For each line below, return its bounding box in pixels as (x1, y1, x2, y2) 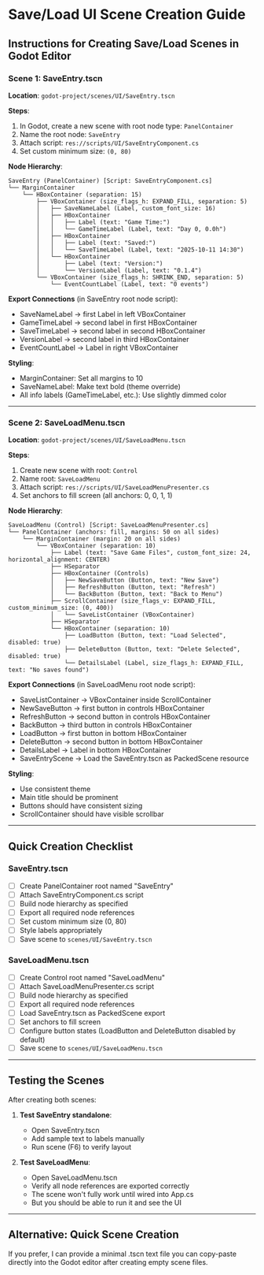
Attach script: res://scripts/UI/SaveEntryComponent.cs (19, 138, 199, 147)
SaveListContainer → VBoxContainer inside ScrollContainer (19, 695, 211, 704)
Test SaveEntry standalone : (19, 1110, 112, 1120)
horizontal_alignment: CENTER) (8, 556, 111, 564)
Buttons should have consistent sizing (19, 801, 143, 811)
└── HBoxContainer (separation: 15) (22, 191, 143, 199)
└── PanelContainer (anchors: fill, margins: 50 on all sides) (8, 528, 220, 537)
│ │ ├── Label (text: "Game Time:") (36, 218, 170, 226)
